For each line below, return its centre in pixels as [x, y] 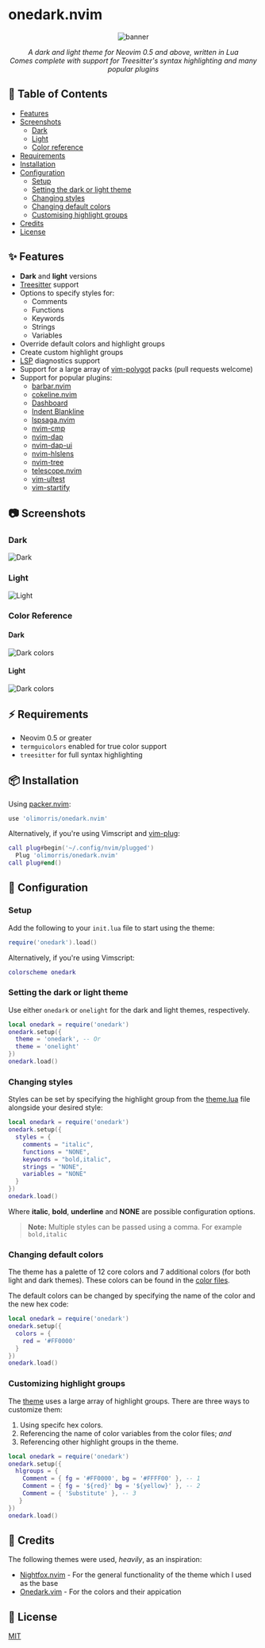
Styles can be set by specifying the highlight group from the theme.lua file [129, 1099]
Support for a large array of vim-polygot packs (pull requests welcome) [136, 369]
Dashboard [50, 403]
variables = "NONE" [55, 1174]
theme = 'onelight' [48, 1047]
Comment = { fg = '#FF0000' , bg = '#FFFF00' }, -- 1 [111, 1478]
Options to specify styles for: [67, 293]
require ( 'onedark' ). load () [53, 942]
